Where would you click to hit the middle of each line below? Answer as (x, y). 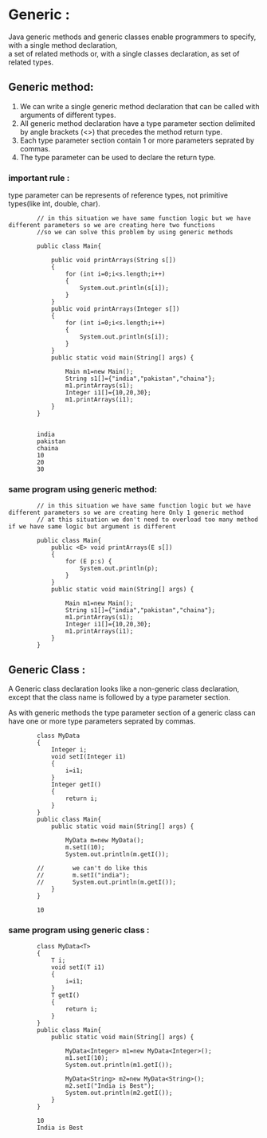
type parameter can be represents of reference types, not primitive (118, 195)
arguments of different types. (68, 115)
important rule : (39, 178)
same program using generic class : (79, 930)
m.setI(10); (85, 848)
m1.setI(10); (87, 1058)
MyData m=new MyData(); (105, 841)
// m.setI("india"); (83, 875)
